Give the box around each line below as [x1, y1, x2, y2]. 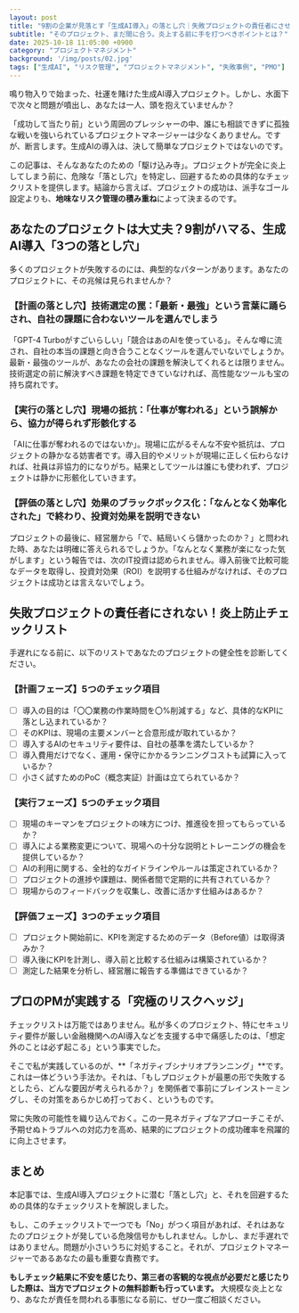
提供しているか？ [21, 852, 85, 863]
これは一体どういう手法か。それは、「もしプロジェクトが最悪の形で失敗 [9, 1071, 271, 1082]
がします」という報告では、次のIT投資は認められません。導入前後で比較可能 [9, 554, 289, 565]
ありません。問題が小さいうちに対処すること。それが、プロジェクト [16, 1241, 267, 1252]
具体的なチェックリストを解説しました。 [24, 1200, 174, 1210]
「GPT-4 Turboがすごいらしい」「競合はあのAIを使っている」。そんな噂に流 [9, 334, 283, 345]
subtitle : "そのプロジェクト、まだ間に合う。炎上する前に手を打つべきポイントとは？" [9, 29, 289, 38]
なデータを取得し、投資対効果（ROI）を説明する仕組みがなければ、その [9, 565, 272, 576]
